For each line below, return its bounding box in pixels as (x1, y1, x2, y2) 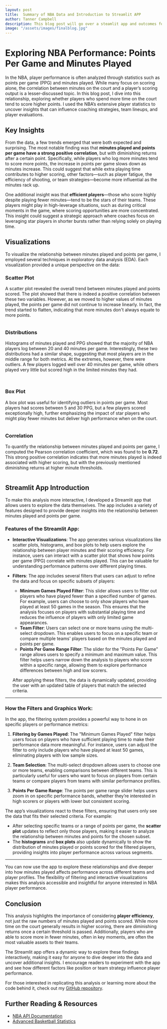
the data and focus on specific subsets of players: (12, 578, 115, 584)
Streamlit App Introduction (5, 484, 89, 492)
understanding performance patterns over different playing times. (12, 563, 147, 569)
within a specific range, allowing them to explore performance (19, 662, 147, 668)
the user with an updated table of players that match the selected (12, 682, 147, 688)
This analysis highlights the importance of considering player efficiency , (5, 913, 155, 919)
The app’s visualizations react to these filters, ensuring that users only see (5, 808, 158, 814)
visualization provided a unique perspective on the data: (5, 262, 120, 268)
